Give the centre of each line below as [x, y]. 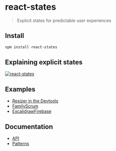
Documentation [29, 126]
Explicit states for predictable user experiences [64, 20]
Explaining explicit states [44, 62]
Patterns [20, 144]
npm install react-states [31, 47]
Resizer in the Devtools [35, 101]
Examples [20, 89]
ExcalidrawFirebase [32, 112]
